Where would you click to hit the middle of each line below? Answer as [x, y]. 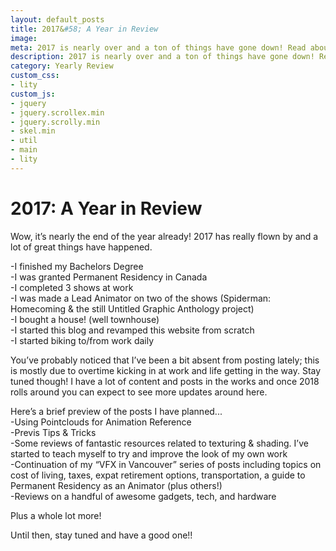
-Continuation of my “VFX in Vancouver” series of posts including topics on [166, 464]
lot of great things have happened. [81, 247]
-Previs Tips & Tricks [53, 432]
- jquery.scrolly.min [55, 122]
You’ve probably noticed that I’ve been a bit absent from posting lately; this [165, 360]
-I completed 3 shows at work [72, 287]
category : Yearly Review [62, 66]
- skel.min [33, 131]
